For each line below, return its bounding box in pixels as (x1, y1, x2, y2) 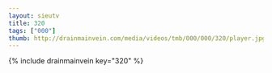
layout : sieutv (8, 11, 60, 20)
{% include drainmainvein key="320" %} (8, 56, 144, 66)
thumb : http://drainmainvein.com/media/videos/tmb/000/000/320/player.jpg (8, 34, 266, 43)
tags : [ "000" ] (8, 26, 57, 34)
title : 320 (8, 19, 45, 27)
